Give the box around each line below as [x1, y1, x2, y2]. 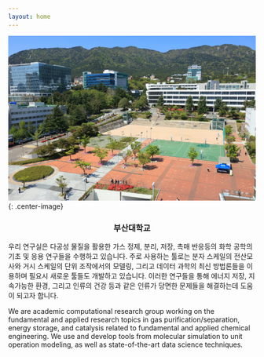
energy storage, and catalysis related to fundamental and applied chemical [8, 322, 251, 333]
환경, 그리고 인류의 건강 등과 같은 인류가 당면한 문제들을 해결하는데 [35, 281, 239, 290]
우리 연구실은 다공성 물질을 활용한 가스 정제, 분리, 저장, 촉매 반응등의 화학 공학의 [8, 242, 253, 251]
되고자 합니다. [16, 290, 59, 300]
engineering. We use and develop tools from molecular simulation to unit [8, 331, 243, 341]
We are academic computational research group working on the [8, 306, 214, 315]
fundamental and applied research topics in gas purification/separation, [8, 315, 240, 324]
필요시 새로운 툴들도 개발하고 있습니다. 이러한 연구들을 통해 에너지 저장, [28, 271, 247, 280]
